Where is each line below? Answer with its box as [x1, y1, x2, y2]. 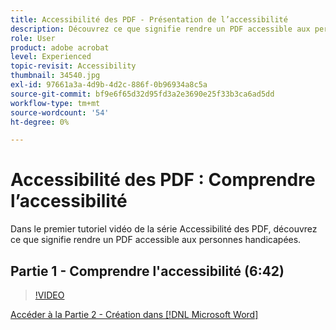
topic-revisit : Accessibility [10, 61, 137, 71]
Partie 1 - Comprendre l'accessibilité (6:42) [10, 262, 285, 280]
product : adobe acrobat [10, 42, 110, 53]
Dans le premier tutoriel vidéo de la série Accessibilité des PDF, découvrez [10, 223, 318, 235]
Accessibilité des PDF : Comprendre [10, 169, 316, 191]
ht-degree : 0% [10, 117, 70, 127]
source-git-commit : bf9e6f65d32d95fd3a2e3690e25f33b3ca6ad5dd [10, 89, 275, 99]
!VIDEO [34, 289, 65, 301]
